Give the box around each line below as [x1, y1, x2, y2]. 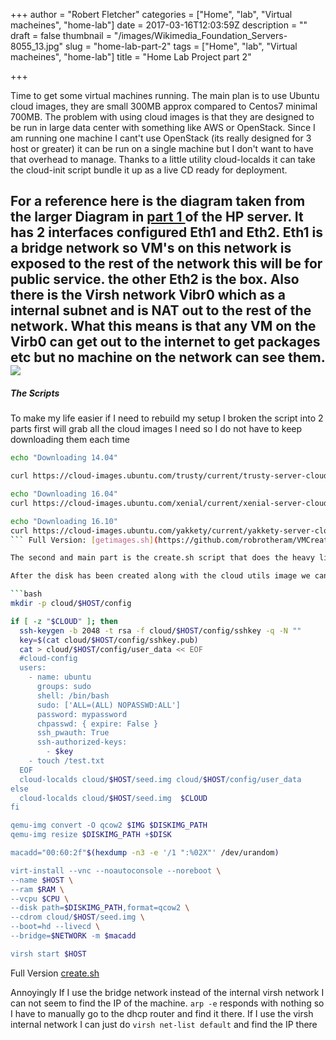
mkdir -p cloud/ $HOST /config [10, 599, 132, 609]
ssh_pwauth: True [36, 728, 110, 738]
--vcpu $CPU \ [10, 894, 70, 904]
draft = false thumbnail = [10, 30, 112, 41]
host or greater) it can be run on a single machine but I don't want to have [10, 143, 314, 154]
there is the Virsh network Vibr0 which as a [10, 287, 286, 304]
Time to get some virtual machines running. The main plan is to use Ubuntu [10, 90, 320, 101]
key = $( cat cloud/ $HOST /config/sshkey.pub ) [19, 635, 199, 645]
